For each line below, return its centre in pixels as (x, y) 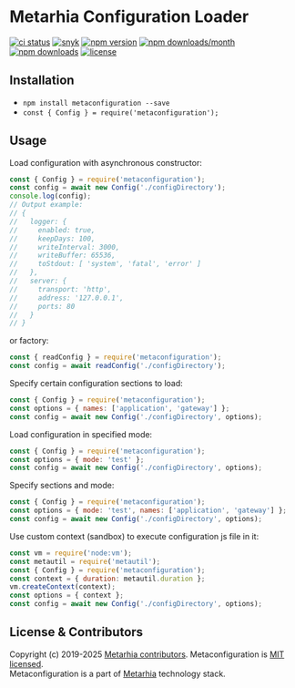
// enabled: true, (52, 230)
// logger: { (38, 221)
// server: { (38, 281)
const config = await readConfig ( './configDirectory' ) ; (117, 366)
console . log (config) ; (51, 196)
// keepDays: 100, (52, 239)
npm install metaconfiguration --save (96, 103)
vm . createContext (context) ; (63, 587)
